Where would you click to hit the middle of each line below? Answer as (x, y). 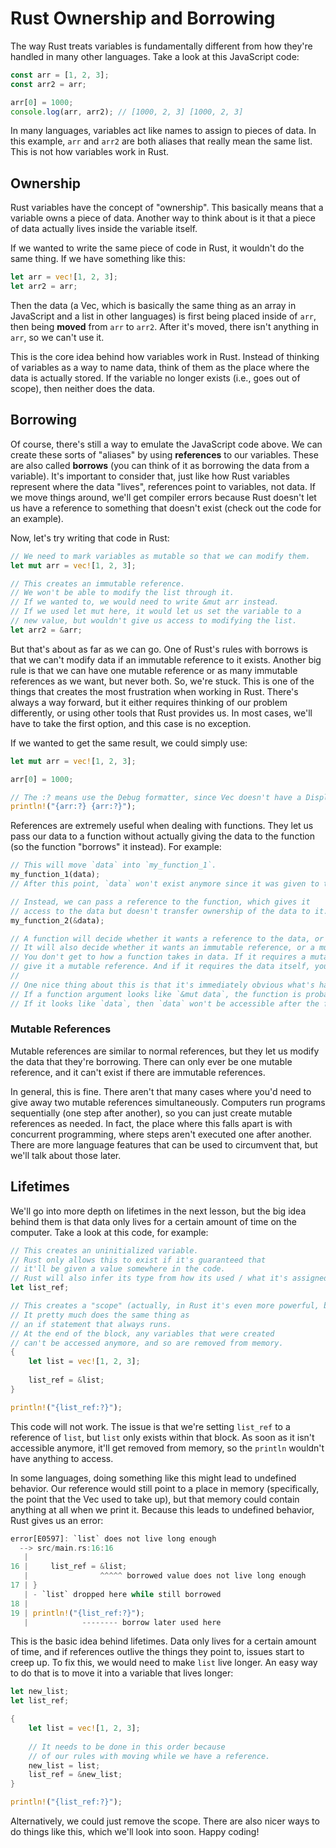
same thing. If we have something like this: (98, 259)
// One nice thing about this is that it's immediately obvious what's (162, 985)
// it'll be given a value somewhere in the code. (118, 1269)
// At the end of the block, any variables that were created (142, 1333)
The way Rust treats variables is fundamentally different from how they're (161, 46)
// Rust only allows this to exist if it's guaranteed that (138, 1260)
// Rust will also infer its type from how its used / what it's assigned (169, 1278)
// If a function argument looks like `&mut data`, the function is (156, 994)
